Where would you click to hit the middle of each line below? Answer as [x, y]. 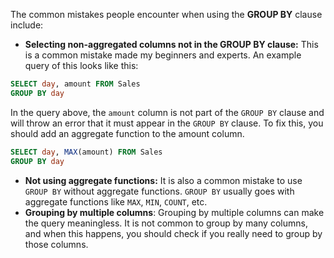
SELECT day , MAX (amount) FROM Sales [86, 152]
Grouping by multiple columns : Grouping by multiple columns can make [174, 212]
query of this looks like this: [81, 65]
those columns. [56, 244]
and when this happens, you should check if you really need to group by [173, 233]
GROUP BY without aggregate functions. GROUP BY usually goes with [159, 191]
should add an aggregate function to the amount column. [127, 133]
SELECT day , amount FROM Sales [75, 84]
